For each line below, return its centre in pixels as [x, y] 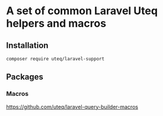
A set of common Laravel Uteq [82, 11]
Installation [27, 45]
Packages [25, 77]
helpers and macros [56, 23]
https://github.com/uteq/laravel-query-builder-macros [72, 107]
